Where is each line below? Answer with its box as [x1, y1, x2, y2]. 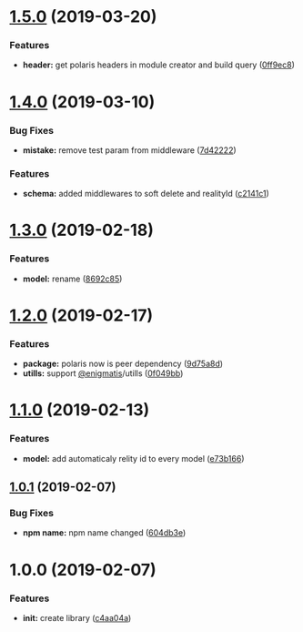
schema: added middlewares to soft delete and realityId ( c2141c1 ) [22, 189, 270, 199]
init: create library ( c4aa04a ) [22, 612, 132, 623]
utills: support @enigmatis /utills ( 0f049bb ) [22, 368, 184, 379]
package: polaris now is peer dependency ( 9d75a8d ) [22, 358, 224, 370]
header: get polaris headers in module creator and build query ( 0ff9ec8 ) [22, 59, 296, 70]
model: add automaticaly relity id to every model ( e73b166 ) [22, 453, 245, 464]
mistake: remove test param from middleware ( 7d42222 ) [22, 144, 237, 156]
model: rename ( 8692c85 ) [22, 273, 123, 284]
